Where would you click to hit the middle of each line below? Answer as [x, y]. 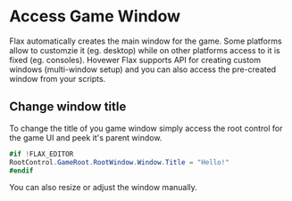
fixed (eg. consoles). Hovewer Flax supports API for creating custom [135, 60]
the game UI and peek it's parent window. [86, 137]
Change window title [68, 107]
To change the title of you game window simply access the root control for [146, 128]
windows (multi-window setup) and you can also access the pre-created [143, 69]
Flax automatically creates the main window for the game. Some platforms [146, 41]
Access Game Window [95, 16]
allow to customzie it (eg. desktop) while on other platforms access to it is [145, 50]
